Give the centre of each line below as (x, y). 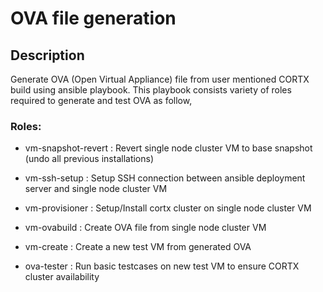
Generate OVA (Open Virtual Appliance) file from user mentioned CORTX (160, 79)
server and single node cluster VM (96, 189)
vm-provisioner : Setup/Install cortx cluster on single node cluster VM (168, 208)
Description (47, 55)
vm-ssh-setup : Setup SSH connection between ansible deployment (165, 178)
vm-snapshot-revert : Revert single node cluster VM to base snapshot (168, 148)
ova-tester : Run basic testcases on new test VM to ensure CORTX (162, 266)
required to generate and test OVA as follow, (101, 100)
